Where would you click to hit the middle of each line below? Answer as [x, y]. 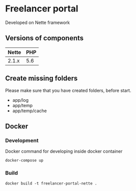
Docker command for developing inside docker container [64, 151]
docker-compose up [24, 161]
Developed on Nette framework [37, 22]
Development [22, 140]
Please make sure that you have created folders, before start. [68, 90]
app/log [20, 100]
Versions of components [44, 38]
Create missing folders [41, 79]
